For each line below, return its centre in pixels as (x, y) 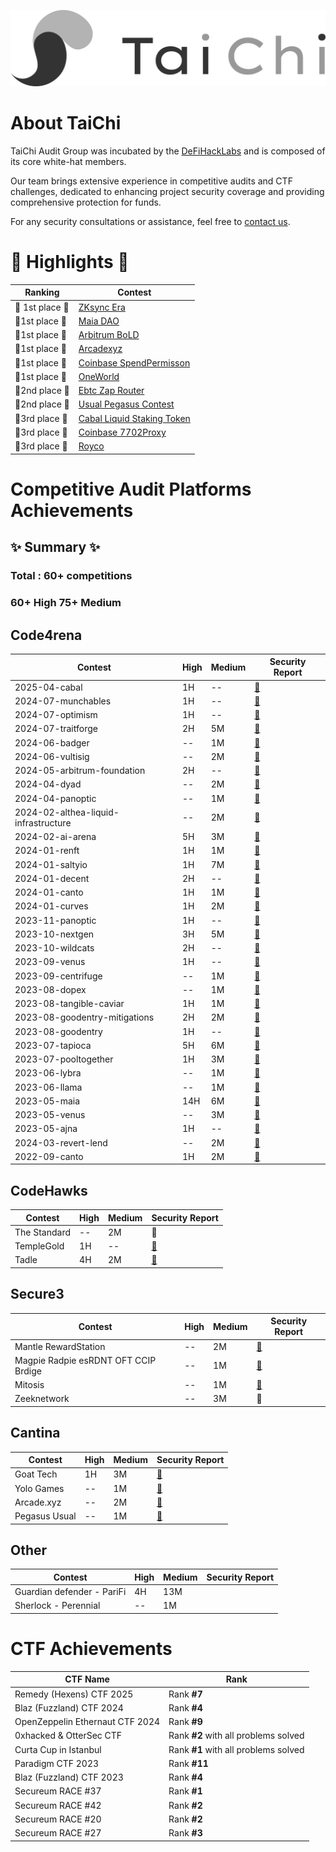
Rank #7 (185, 1694)
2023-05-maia (47, 1101)
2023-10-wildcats (54, 948)
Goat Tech (36, 1474)
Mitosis (29, 1385)
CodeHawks (49, 1190)
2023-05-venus (50, 1115)
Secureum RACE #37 (58, 1791)
